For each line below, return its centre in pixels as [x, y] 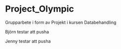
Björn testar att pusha [27, 32]
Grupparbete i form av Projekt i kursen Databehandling [61, 22]
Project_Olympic [40, 9]
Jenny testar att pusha [28, 41]
